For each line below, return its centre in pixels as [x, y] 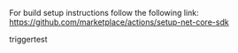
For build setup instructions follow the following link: [104, 13]
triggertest [28, 39]
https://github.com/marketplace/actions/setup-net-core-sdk [119, 22]
